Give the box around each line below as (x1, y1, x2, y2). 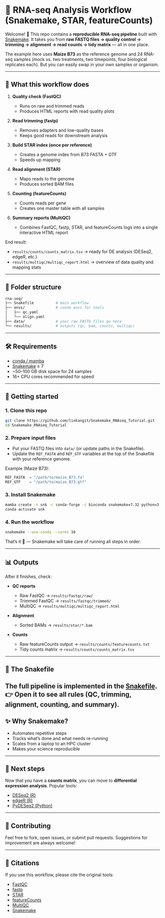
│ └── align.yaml (5, 315, 45, 319)
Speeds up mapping (19, 157, 60, 163)
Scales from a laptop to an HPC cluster (12, 741, 91, 746)
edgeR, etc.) (12, 254, 38, 259)
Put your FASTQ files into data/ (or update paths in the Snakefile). (12, 446, 145, 452)
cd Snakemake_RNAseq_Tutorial (5, 423, 67, 428)
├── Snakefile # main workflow (5, 301, 89, 306)
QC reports (12, 583, 36, 589)
